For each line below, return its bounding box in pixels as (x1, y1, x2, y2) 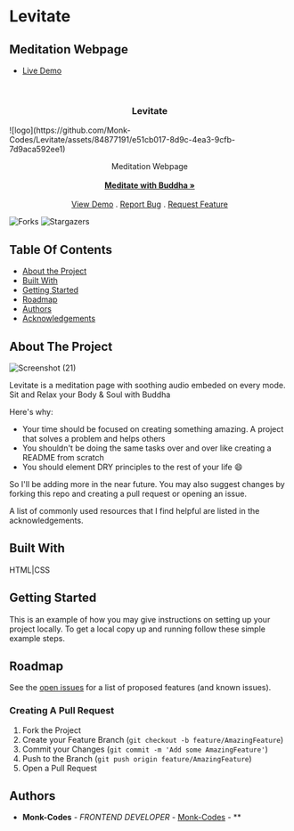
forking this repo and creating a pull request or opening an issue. (9, 488, 248, 499)
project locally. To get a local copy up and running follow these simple (9, 623, 265, 634)
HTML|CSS (9, 564, 51, 575)
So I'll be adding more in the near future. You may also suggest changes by (9, 478, 285, 489)
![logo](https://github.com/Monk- (9, 125, 131, 135)
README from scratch (21, 452, 105, 462)
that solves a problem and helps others (21, 433, 166, 444)
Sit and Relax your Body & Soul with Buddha (9, 389, 171, 400)
